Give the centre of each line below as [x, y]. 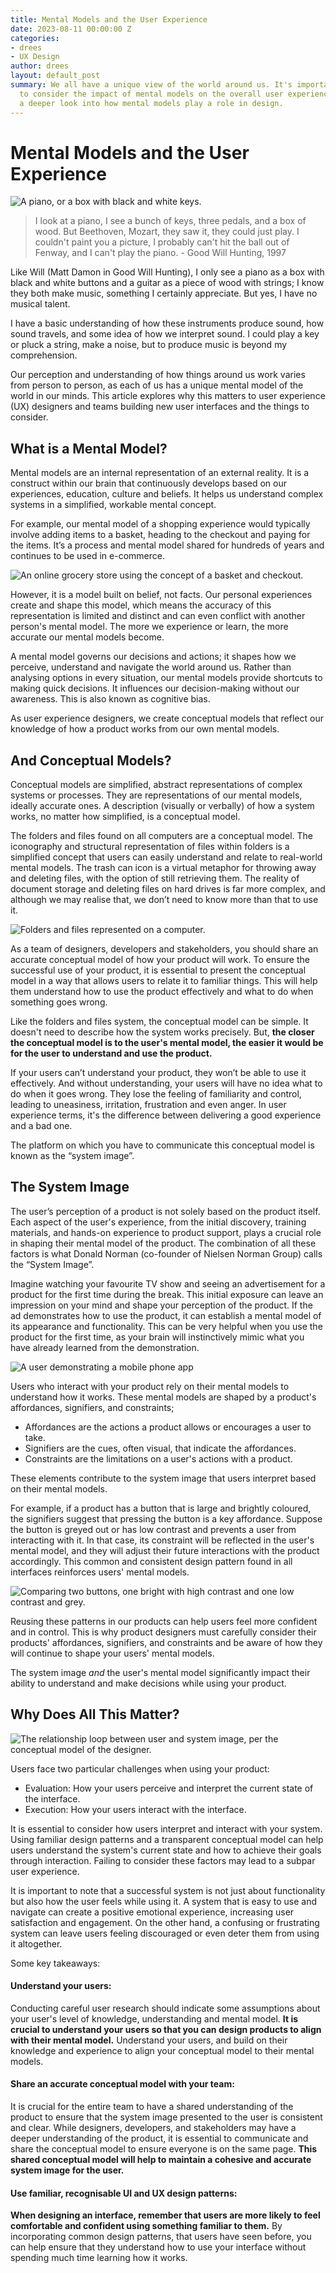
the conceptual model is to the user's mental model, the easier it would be [167, 1043]
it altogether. [36, 1943]
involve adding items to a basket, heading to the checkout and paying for [160, 535]
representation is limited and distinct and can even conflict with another [158, 616]
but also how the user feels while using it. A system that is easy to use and [163, 1901]
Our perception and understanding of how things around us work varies [158, 375]
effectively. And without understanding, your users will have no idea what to [166, 1083]
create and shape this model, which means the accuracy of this [141, 605]
